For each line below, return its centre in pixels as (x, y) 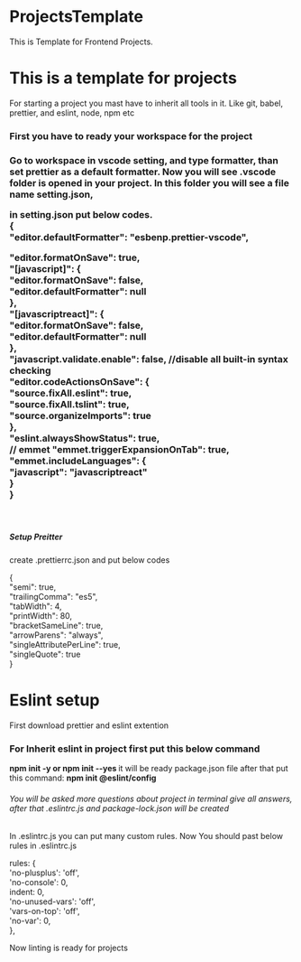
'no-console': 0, (39, 883)
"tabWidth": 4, (36, 606)
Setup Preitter (36, 537)
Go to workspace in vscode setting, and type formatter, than (144, 160)
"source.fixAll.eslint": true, (71, 393)
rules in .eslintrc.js (43, 845)
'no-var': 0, (30, 921)
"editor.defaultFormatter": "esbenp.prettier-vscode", (129, 238)
